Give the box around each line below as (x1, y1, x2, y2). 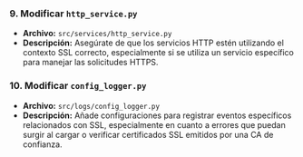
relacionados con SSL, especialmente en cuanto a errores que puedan (22, 119, 286, 130)
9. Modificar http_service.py (9, 7, 138, 20)
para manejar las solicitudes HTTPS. (22, 57, 159, 68)
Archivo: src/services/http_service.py (22, 28, 172, 39)
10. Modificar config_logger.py (9, 80, 147, 93)
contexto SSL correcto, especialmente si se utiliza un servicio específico (22, 47, 295, 58)
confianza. (22, 139, 63, 150)
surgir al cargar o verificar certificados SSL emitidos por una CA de (22, 129, 274, 140)
